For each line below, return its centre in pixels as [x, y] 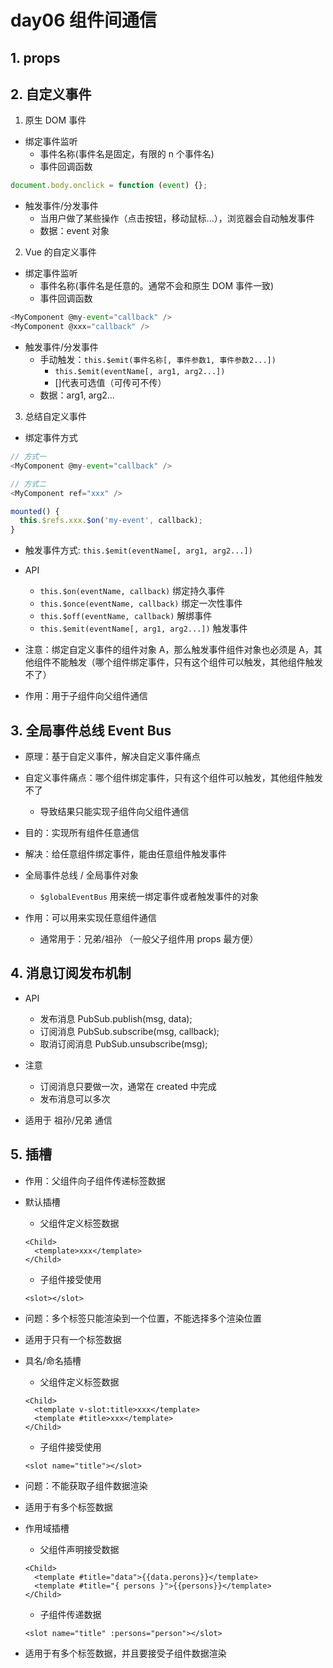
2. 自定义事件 [51, 94]
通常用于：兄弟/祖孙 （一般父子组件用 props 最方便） [149, 938]
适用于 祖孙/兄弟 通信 [68, 1120]
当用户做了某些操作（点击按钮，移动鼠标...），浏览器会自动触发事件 [177, 218]
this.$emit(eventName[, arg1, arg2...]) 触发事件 [143, 628]
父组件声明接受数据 [79, 1549]
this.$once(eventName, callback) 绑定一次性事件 [141, 603]
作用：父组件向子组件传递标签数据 [95, 1180]
